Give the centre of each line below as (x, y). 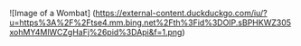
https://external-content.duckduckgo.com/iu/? (182, 13)
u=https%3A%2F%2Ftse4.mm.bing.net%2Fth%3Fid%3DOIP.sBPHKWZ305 (150, 23)
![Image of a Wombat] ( (53, 13)
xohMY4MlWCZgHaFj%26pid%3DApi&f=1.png (96, 32)
